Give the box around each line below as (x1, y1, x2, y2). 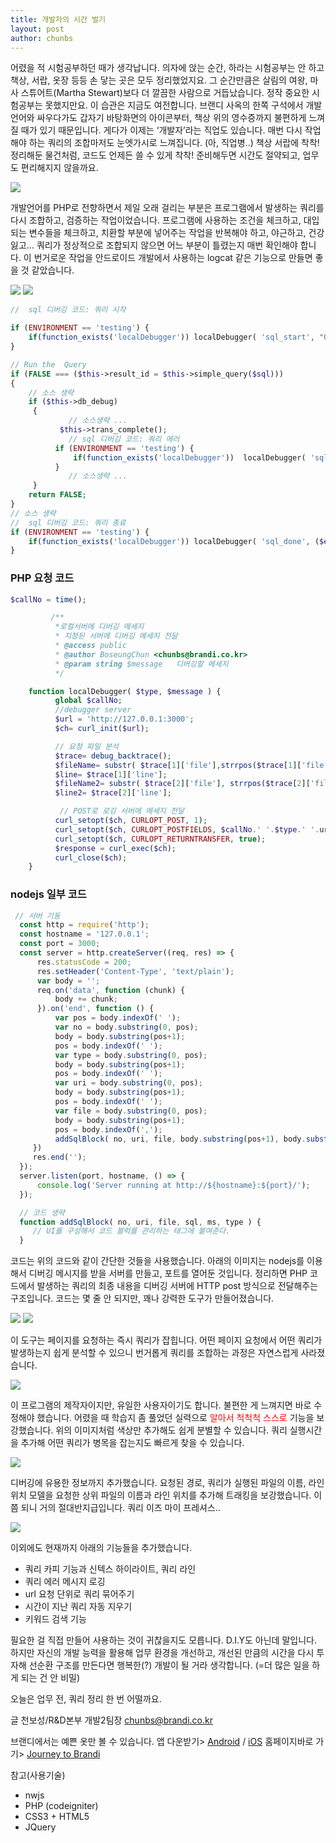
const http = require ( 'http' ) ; (19, 920, 150, 930)
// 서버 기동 (14, 911, 61, 921)
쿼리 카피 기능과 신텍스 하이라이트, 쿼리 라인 (24, 1563, 197, 1575)
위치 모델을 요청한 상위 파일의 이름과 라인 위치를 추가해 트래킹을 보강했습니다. (10, 1489, 312, 1501)
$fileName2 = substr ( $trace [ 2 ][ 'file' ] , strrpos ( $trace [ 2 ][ (54, 779, 311, 789)
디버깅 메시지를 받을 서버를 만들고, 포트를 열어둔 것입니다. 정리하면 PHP (28, 1267, 308, 1280)
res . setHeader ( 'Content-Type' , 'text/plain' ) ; (36, 966, 235, 976)
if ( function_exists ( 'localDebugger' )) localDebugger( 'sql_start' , (28, 332, 315, 343)
